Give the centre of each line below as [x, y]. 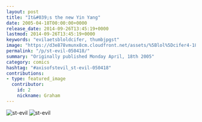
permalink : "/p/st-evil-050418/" [48, 51]
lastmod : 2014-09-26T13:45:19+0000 [51, 34]
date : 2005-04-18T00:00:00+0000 [47, 23]
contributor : [28, 85]
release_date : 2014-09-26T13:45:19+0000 [58, 29]
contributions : [25, 73]
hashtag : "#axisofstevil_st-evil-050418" [59, 68]
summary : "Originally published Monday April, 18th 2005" [80, 56]
